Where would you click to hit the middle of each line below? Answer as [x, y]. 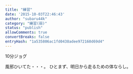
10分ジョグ [16, 56]
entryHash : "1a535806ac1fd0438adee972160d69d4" [55, 42]
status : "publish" [24, 28]
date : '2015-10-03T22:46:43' [35, 14]
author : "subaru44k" [26, 19]
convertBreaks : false [27, 37]
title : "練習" [19, 10]
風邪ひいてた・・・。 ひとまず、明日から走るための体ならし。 [68, 66]
